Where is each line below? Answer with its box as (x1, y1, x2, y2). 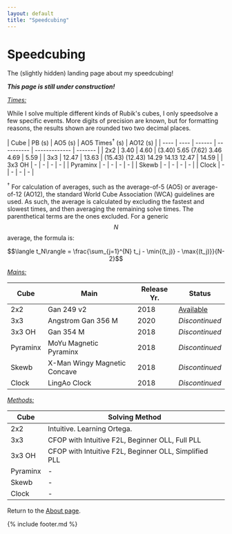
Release (141, 284, 168, 294)
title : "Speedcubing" (7, 17, 70, 24)
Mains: (7, 268, 27, 276)
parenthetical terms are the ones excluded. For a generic (7, 212, 169, 220)
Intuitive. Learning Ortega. (48, 423, 133, 433)
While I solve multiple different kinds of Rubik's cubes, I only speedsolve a (7, 109, 219, 118)
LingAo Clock (48, 378, 92, 387)
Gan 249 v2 (48, 304, 87, 314)
